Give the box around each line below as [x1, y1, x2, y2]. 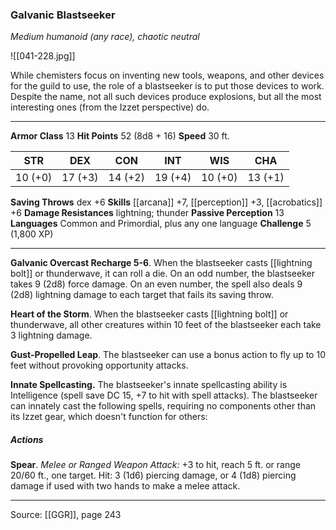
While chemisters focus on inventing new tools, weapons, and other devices [10, 69, 325, 82]
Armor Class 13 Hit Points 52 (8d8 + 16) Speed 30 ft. [10, 130, 230, 142]
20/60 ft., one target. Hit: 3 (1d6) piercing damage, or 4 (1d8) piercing [10, 469, 297, 482]
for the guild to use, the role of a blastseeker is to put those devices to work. [10, 80, 325, 92]
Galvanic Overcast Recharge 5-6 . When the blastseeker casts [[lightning [10, 257, 313, 269]
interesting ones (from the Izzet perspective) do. [10, 101, 210, 113]
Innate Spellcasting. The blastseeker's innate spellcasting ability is [10, 379, 288, 391]
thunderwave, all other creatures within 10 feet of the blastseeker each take [10, 319, 322, 331]
